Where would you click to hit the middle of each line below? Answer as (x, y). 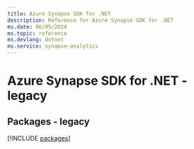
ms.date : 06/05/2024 (37, 27)
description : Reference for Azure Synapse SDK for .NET (90, 20)
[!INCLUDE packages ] (39, 138)
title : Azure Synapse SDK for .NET (59, 14)
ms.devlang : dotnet (36, 40)
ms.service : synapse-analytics (53, 46)
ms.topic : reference (37, 33)
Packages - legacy (48, 121)
